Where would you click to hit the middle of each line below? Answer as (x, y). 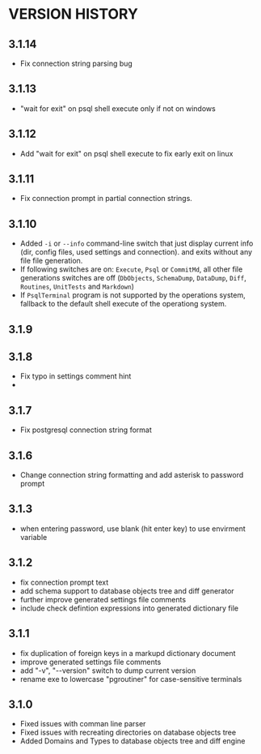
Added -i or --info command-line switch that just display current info (137, 243)
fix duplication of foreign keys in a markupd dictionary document (128, 653)
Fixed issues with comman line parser (83, 724)
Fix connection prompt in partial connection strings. (106, 199)
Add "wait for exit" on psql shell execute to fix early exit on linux (126, 153)
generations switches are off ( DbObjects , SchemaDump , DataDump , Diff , (133, 278)
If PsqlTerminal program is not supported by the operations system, (133, 295)
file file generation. (51, 261)
